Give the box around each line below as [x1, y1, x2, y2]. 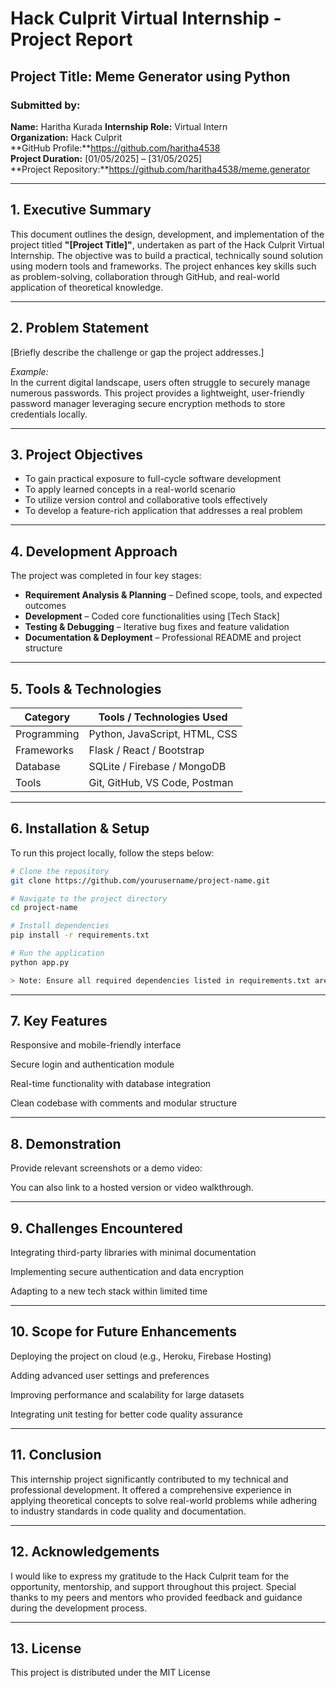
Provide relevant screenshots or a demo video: [10, 1162, 203, 1174]
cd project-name [10, 903, 78, 913]
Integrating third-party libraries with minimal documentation [10, 1247, 257, 1259]
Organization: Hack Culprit [10, 131, 123, 143]
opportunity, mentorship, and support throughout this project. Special [10, 1580, 297, 1592]
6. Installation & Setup [10, 820, 150, 837]
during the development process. [10, 1602, 148, 1614]
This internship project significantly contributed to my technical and [10, 1473, 289, 1485]
